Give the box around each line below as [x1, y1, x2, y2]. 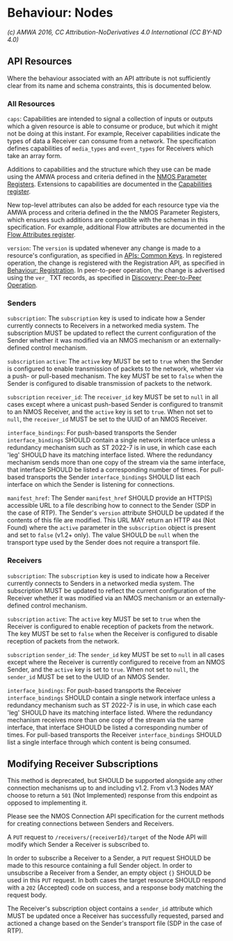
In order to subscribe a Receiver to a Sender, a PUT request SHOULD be [7, 854, 211, 862]
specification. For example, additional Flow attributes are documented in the [7, 223, 225, 231]
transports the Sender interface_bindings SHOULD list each [26, 473, 200, 481]
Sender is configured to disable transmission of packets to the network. [7, 380, 212, 388]
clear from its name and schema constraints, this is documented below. [7, 81, 212, 90]
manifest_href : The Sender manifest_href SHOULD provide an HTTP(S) [7, 494, 213, 502]
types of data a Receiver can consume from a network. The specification [7, 137, 217, 146]
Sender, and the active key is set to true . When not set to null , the [7, 665, 200, 674]
